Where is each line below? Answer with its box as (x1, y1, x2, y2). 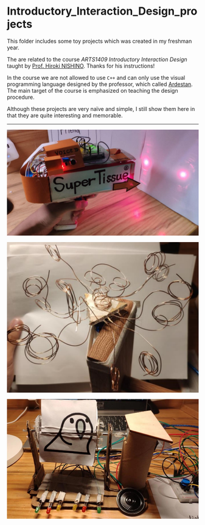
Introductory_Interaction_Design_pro (7, 4, 198, 18)
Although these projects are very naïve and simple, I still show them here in (7, 105, 195, 112)
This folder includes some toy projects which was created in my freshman (7, 37, 192, 45)
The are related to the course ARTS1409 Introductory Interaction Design (7, 55, 187, 63)
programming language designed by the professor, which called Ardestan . (7, 80, 193, 88)
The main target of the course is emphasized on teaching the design (7, 87, 178, 94)
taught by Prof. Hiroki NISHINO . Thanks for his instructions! (7, 62, 155, 70)
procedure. (7, 93, 35, 101)
